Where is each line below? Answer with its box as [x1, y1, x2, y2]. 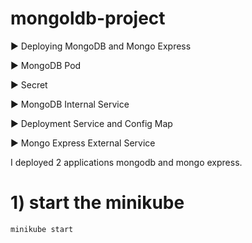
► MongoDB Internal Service [10, 98, 130, 110]
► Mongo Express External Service [10, 137, 156, 149]
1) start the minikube [10, 192, 185, 214]
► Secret [10, 78, 48, 91]
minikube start [10, 224, 74, 234]
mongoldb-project [10, 7, 166, 30]
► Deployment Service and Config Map [10, 117, 173, 129]
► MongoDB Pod [10, 59, 82, 71]
